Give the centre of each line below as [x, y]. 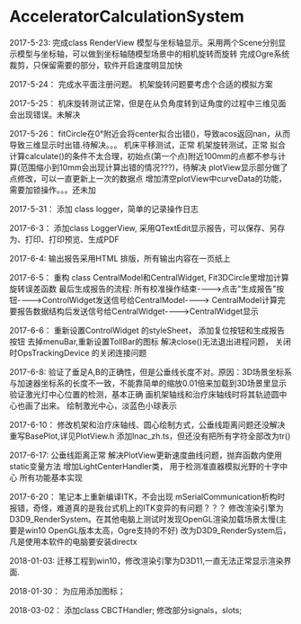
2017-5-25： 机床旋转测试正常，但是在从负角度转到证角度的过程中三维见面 [148, 103]
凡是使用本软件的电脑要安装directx [73, 541]
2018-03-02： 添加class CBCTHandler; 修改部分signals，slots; [126, 610]
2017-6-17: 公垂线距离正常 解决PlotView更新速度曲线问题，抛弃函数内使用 [146, 455]
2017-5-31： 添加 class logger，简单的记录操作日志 [104, 209]
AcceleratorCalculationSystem [127, 17]
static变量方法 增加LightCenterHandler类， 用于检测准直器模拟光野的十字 [145, 466]
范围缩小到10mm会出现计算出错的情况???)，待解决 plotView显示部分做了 [154, 167]
